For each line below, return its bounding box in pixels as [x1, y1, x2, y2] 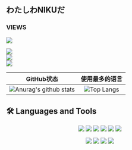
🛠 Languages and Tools [6, 106, 97, 117]
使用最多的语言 [80, 74, 123, 83]
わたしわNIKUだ [6, 5, 65, 15]
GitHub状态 [26, 74, 58, 83]
